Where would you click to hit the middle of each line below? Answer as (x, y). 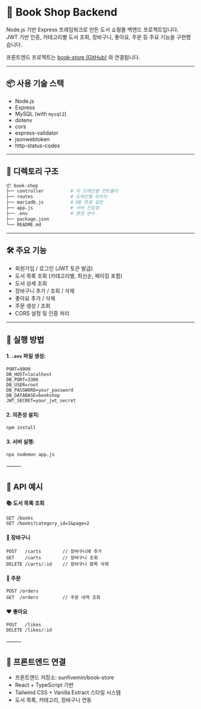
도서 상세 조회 (31, 283)
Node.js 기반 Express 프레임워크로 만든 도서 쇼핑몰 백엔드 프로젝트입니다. (92, 29)
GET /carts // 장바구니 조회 (52, 558)
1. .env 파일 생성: (26, 356)
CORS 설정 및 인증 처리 (42, 313)
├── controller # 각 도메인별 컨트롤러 (62, 191)
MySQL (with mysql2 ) (41, 114)
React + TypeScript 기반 (44, 685)
